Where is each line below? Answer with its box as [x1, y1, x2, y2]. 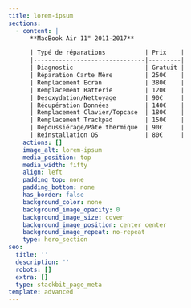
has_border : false [22, 191, 84, 199]
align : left [22, 168, 63, 177]
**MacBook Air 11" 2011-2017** [29, 34, 135, 43]
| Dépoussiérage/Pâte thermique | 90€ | [29, 124, 185, 132]
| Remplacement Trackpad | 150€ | [29, 116, 185, 125]
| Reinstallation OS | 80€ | [29, 131, 185, 139]
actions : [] [22, 138, 63, 146]
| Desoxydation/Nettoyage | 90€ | [29, 93, 185, 101]
